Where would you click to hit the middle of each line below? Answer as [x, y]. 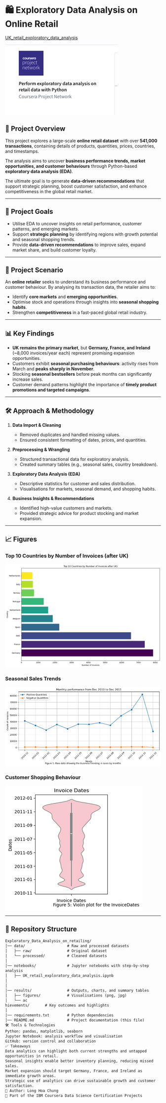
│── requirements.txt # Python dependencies [59, 1015]
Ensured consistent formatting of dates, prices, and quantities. [83, 440]
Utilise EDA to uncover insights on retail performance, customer [77, 223]
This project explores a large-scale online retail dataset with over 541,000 [81, 141]
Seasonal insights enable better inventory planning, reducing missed [79, 1061]
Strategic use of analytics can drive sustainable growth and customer [80, 1081]
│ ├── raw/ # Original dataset [56, 951]
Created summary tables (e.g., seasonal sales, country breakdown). [89, 464]
